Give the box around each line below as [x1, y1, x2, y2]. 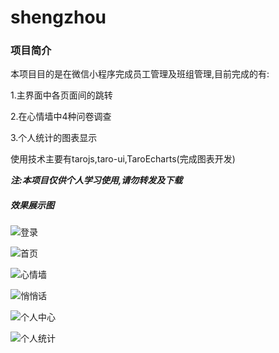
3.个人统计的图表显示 [10, 132, 98, 144]
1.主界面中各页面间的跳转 [10, 89, 113, 101]
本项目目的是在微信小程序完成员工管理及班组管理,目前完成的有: [10, 68, 270, 80]
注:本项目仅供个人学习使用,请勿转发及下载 [10, 174, 183, 186]
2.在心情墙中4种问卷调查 [10, 111, 112, 123]
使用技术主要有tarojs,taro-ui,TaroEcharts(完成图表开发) [10, 153, 236, 165]
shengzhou [10, 6, 107, 29]
